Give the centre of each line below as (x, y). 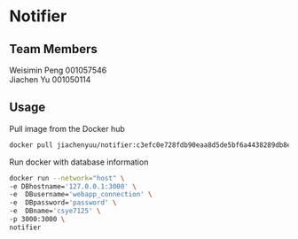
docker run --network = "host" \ (67, 178)
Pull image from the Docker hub (67, 128)
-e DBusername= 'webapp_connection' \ (81, 195)
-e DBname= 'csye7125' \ (55, 211)
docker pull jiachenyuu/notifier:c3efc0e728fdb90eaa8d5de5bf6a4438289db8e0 (152, 145)
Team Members (53, 49)
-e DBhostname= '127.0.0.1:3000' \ (73, 186)
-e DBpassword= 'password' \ (63, 203)
